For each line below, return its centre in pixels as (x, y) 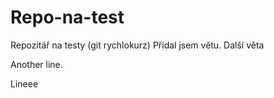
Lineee (24, 83)
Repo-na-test (67, 17)
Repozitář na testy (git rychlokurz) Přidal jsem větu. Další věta (137, 45)
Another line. (36, 64)
